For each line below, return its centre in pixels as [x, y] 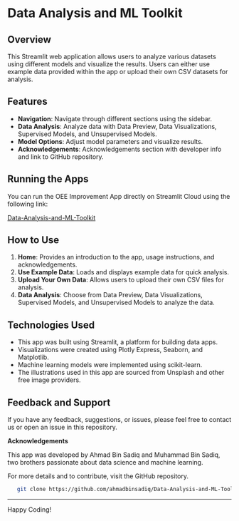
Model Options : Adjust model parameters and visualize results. [110, 141]
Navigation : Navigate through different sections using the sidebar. [115, 118]
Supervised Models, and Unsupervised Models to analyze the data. [116, 303]
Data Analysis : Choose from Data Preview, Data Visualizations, [110, 295]
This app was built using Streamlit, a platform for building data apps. [118, 342]
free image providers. [49, 380]
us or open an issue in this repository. [62, 427]
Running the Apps [48, 179]
